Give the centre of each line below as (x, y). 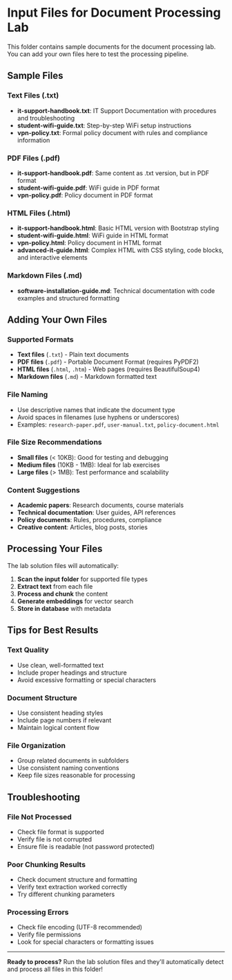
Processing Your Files (55, 549)
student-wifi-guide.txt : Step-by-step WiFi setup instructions (104, 125)
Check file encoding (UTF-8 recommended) (80, 927)
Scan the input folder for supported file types (83, 579)
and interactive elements (52, 258)
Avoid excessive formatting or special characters (87, 679)
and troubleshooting (46, 118)
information (33, 140)
